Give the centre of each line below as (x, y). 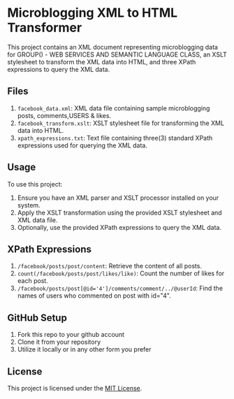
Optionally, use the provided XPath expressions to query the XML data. (119, 227)
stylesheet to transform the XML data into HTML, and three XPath (102, 61)
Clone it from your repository (59, 342)
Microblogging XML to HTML (93, 13)
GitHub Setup (37, 318)
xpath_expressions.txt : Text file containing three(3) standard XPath (115, 138)
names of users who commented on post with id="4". (94, 296)
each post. (33, 281)
